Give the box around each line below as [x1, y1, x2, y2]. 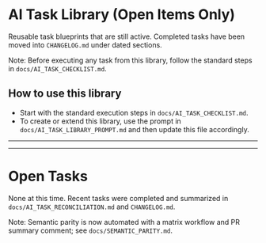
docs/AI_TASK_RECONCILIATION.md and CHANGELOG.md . [8, 202, 176, 211]
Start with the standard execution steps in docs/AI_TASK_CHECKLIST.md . [19, 108, 249, 117]
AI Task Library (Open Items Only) [8, 6, 236, 24]
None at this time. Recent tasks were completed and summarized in [8, 193, 229, 203]
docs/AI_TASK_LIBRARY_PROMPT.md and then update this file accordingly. [19, 124, 249, 134]
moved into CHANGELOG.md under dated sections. [8, 40, 162, 49]
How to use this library [8, 87, 122, 101]
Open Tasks [8, 167, 89, 185]
